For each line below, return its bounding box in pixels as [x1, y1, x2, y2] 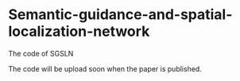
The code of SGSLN [8, 48, 74, 58]
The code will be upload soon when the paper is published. [8, 64, 203, 73]
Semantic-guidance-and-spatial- [8, 6, 233, 24]
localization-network [8, 22, 150, 40]
